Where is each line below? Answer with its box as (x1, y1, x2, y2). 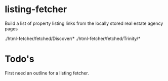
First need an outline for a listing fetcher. (5, 70, 89, 76)
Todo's (5, 53, 34, 65)
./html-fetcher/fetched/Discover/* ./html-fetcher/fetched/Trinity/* (5, 35, 141, 42)
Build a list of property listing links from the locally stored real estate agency (5, 20, 163, 26)
